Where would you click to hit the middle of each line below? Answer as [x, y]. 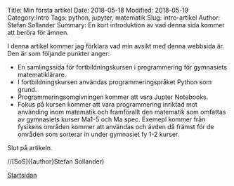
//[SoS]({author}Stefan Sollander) [56, 161]
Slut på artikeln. [30, 148]
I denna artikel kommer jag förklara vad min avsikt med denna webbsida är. [116, 46]
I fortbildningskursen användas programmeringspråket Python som [115, 82]
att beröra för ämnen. [38, 32]
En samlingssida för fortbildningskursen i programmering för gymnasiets [122, 67]
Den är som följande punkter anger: [59, 53]
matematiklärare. [42, 74]
